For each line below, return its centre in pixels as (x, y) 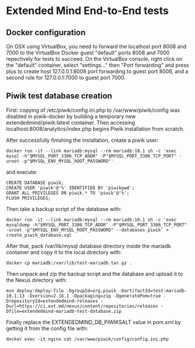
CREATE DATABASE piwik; (35, 183)
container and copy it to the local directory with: (64, 252)
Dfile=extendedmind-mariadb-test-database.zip (64, 311)
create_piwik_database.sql (39, 235)
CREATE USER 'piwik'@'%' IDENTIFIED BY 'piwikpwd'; (70, 188)
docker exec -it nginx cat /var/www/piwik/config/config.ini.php (87, 339)
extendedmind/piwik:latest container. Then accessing (71, 122)
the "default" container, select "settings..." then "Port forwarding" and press (97, 65)
